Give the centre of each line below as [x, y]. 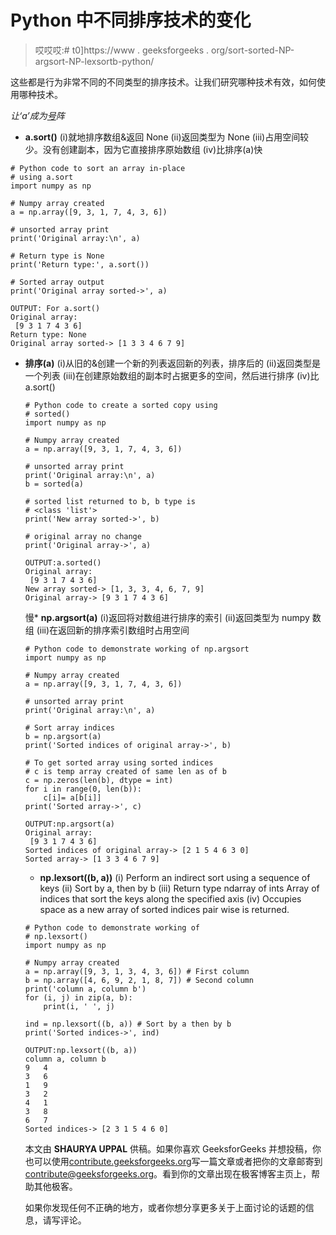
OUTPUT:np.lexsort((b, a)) [81, 1050]
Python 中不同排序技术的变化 [131, 20]
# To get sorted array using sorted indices [119, 762]
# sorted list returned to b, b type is [110, 501]
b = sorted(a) [54, 484]
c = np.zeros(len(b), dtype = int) [99, 780]
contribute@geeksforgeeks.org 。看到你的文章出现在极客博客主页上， [168, 1173]
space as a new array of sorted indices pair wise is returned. [164, 909]
